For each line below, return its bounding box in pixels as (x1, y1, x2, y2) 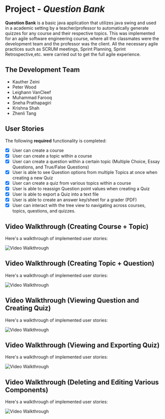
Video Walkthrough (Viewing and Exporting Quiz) (5, 341, 160, 349)
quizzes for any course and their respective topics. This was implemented (5, 30, 155, 36)
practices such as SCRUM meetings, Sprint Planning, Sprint (5, 46, 126, 52)
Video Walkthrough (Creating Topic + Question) (5, 259, 155, 268)
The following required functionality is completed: (5, 137, 107, 144)
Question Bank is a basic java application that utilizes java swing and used (5, 20, 157, 26)
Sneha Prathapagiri (12, 100, 52, 106)
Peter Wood (12, 84, 37, 90)
